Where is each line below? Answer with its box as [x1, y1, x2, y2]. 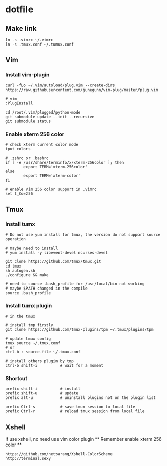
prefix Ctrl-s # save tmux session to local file [5, 404, 136, 410]
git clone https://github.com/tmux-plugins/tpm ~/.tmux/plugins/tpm [5, 327, 154, 332]
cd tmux [5, 263, 22, 269]
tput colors [5, 146, 31, 151]
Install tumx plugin [5, 302, 52, 309]
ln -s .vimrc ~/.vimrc [5, 37, 53, 42]
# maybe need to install [5, 246, 58, 251]
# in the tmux [5, 314, 36, 319]
